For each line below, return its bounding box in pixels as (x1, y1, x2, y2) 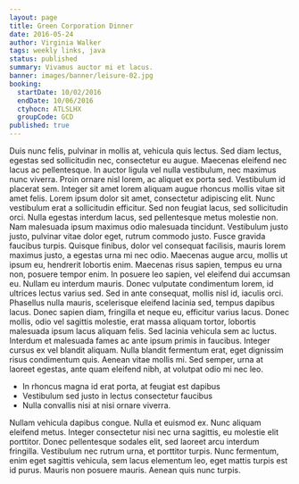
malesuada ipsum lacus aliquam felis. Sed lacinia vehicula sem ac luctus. (9, 326, 278, 336)
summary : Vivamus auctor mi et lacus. (9, 63, 154, 72)
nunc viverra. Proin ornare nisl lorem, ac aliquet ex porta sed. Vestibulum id (9, 174, 286, 184)
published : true (9, 121, 70, 130)
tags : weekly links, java (9, 46, 105, 55)
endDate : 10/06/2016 (17, 96, 94, 105)
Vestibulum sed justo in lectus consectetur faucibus (21, 390, 212, 401)
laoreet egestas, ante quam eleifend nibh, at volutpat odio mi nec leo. (9, 363, 263, 374)
